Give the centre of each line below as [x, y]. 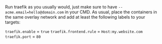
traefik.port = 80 [23, 36]
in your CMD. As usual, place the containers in [111, 12]
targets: [13, 22]
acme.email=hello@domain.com [34, 12]
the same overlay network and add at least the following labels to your [75, 17]
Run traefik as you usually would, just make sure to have [61, 7]
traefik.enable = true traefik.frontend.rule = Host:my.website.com [74, 31]
